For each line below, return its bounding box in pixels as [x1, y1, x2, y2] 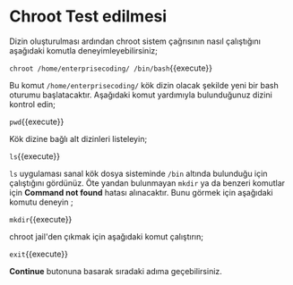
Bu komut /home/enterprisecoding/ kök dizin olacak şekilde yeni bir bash [9, 80, 280, 90]
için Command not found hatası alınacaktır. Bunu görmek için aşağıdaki [9, 187, 273, 197]
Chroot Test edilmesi [9, 6, 168, 27]
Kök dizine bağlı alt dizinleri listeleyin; [9, 133, 148, 144]
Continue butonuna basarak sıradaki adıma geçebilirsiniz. [9, 265, 222, 276]
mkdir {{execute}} [9, 214, 73, 224]
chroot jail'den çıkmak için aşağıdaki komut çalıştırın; [9, 231, 204, 242]
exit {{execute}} [9, 248, 69, 259]
